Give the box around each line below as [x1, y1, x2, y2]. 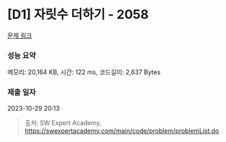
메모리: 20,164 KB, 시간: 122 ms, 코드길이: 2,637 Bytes [7, 68, 161, 76]
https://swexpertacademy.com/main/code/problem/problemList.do [24, 126, 220, 135]
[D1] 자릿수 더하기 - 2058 [7, 6, 149, 23]
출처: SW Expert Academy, [24, 118, 102, 127]
